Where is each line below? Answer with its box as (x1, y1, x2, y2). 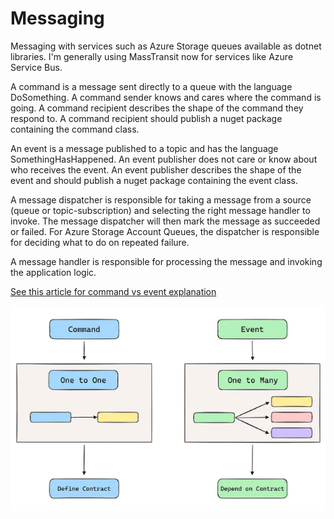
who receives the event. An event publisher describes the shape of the (10, 163, 302, 176)
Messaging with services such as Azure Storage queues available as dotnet (10, 40, 322, 52)
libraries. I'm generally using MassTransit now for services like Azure (10, 50, 294, 62)
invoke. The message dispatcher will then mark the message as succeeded (10, 215, 321, 227)
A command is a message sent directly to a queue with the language (10, 80, 293, 92)
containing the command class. (10, 123, 140, 135)
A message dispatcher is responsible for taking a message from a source (10, 193, 312, 206)
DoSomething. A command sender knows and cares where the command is (10, 91, 322, 103)
